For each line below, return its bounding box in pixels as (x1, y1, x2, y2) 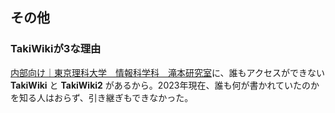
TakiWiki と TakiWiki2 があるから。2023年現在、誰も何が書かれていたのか (10, 79, 320, 91)
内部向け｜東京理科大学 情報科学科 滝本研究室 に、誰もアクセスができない (10, 66, 325, 78)
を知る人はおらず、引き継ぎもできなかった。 (10, 91, 194, 103)
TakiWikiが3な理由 (10, 42, 102, 56)
